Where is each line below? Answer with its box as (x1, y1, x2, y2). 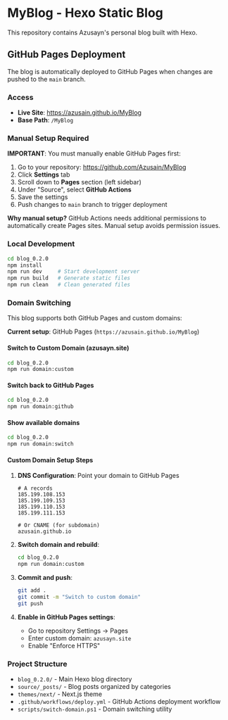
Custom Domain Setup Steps (7, 455, 94, 464)
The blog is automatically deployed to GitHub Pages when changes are (7, 67, 213, 75)
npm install (7, 262, 42, 269)
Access (7, 92, 34, 102)
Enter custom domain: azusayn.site (27, 633, 132, 642)
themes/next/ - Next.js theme (17, 690, 103, 698)
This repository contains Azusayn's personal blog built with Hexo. (7, 28, 198, 37)
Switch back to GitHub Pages (7, 381, 94, 389)
